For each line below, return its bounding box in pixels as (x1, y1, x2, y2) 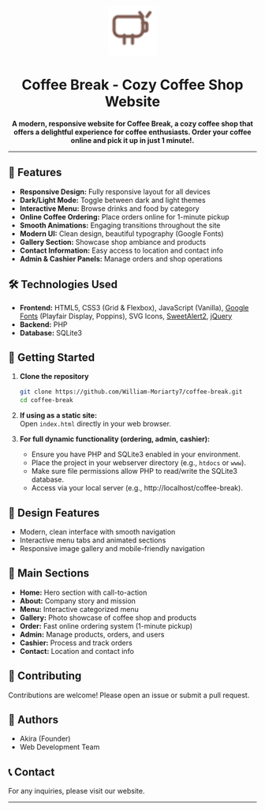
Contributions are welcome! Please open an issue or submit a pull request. (8, 690, 250, 700)
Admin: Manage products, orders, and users (19, 629, 165, 639)
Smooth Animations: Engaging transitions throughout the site (19, 220, 221, 230)
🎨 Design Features (8, 506, 100, 520)
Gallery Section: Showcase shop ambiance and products (19, 237, 207, 246)
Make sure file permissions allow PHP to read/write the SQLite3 (31, 467, 238, 476)
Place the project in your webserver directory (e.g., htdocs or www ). (31, 458, 247, 467)
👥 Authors (8, 713, 59, 727)
